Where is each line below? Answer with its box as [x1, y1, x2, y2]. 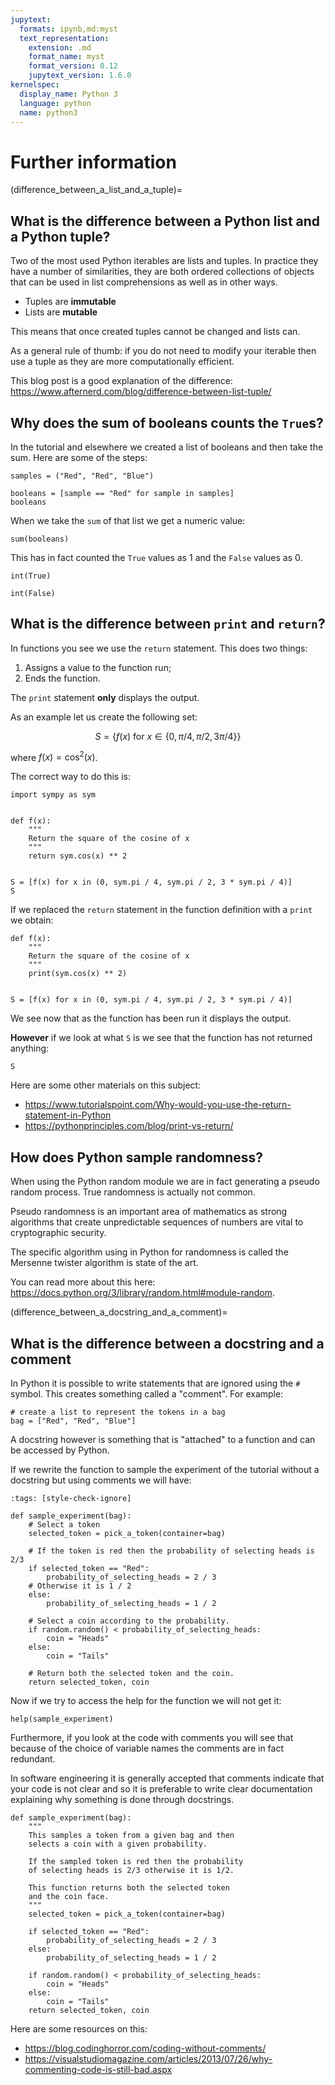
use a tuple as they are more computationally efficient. [10, 356, 235, 368]
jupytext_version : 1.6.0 [28, 71, 132, 81]
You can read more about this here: [10, 1276, 156, 1288]
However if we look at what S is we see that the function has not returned [10, 1032, 313, 1044]
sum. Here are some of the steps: [10, 451, 148, 463]
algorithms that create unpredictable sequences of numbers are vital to [10, 1216, 304, 1228]
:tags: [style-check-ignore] [10, 1494, 132, 1504]
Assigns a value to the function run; [24, 661, 172, 673]
